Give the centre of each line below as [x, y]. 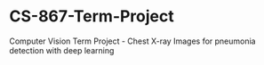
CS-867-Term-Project [92, 16]
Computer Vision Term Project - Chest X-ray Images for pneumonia [132, 41]
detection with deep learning [62, 50]
